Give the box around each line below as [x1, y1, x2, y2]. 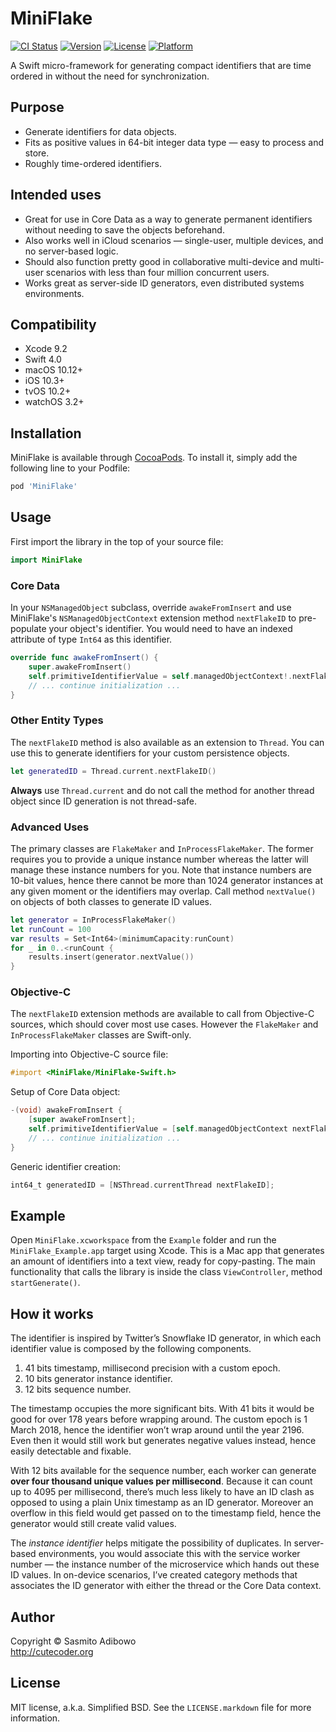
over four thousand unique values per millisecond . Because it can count [10, 1475, 313, 1487]
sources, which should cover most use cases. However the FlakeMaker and [10, 1018, 319, 1031]
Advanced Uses [10, 820, 90, 834]
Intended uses [10, 187, 102, 204]
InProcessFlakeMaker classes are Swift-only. [10, 1029, 192, 1041]
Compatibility [10, 316, 97, 333]
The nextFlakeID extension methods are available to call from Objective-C [10, 1008, 315, 1020]
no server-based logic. [24, 245, 119, 257]
